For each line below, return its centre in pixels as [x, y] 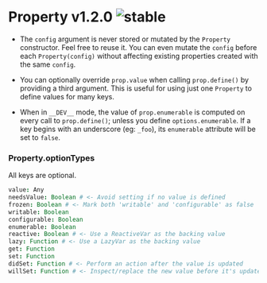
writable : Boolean [39, 212]
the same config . [48, 64]
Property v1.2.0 [60, 17]
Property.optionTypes [52, 157]
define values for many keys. [67, 96]
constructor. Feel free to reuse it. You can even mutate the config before [138, 47]
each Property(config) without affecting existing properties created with [139, 56]
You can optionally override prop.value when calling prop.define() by [134, 79]
